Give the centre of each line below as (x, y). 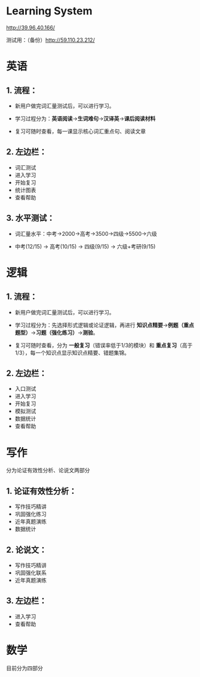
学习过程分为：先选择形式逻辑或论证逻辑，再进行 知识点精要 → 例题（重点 (104, 325)
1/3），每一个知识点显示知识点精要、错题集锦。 (72, 353)
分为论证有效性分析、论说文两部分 (48, 470)
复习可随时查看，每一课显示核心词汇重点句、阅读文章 (80, 131)
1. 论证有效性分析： (41, 491)
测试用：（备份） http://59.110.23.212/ (51, 40)
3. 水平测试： (30, 218)
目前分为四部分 (24, 668)
